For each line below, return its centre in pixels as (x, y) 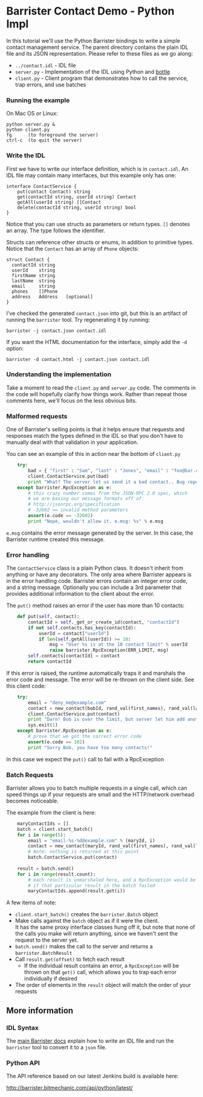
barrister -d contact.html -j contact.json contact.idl (78, 359)
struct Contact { (28, 259)
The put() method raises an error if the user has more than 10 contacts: (95, 605)
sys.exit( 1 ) (43, 725)
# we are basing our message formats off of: (86, 499)
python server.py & (31, 125)
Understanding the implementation (59, 374)
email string (34, 286)
